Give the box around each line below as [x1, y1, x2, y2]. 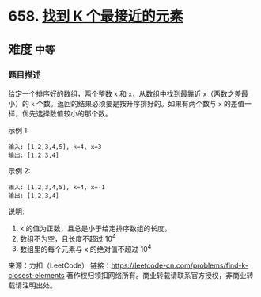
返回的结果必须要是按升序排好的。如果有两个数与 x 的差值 [57, 98, 245, 108]
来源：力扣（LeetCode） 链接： [8, 261, 112, 270]
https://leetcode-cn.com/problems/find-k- [111, 261, 249, 270]
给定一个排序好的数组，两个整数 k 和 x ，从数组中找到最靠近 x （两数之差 [8, 89, 242, 98]
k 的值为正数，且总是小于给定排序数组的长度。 [19, 223, 172, 233]
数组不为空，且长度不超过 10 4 [19, 232, 116, 243]
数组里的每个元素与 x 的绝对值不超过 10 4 [19, 242, 152, 253]
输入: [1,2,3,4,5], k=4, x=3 [8, 143, 102, 150]
